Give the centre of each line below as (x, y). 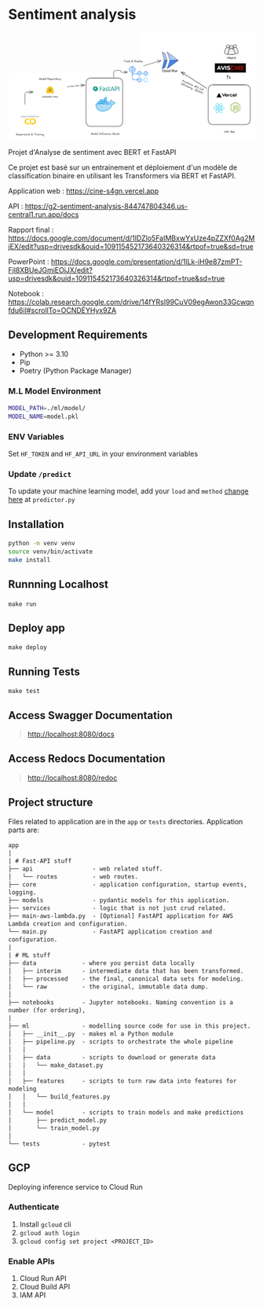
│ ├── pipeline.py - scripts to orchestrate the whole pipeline (121, 1042)
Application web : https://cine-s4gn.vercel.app (84, 191)
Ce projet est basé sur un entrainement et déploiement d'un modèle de (123, 167)
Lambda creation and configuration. (68, 924)
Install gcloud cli (46, 1224)
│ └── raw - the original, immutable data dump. (109, 987)
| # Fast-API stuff (40, 861)
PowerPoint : (29, 262)
